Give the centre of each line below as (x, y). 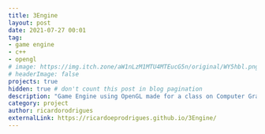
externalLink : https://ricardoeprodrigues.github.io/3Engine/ (112, 118)
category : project (38, 103)
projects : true (33, 81)
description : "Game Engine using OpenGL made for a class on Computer (127, 96)
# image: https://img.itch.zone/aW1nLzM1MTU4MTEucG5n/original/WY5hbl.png (134, 67)
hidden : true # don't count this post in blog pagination (105, 89)
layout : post (30, 23)
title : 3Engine (33, 15)
